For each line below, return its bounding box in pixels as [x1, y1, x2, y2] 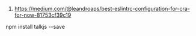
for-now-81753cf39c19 [14, 11, 72, 19]
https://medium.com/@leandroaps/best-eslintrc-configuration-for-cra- [14, 5, 191, 12]
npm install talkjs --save [5, 23, 66, 30]
